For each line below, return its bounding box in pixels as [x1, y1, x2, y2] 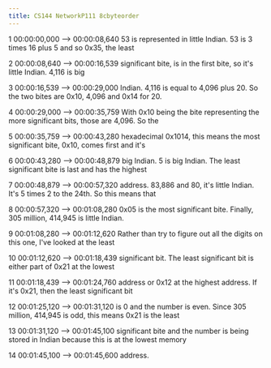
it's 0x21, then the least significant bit [8, 285, 133, 296]
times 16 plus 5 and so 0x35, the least [8, 42, 135, 53]
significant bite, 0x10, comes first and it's [8, 139, 146, 150]
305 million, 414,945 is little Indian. [8, 212, 124, 223]
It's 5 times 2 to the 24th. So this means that [8, 188, 157, 199]
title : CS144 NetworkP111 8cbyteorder [8, 11, 140, 20]
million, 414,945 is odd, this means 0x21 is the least [8, 310, 180, 320]
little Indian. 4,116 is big [8, 66, 85, 77]
